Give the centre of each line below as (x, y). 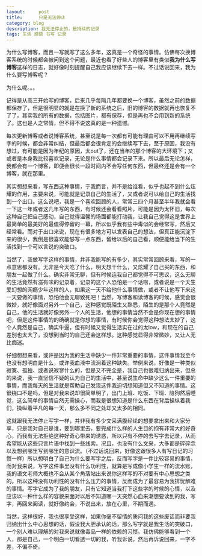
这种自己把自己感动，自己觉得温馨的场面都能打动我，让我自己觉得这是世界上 (101, 216)
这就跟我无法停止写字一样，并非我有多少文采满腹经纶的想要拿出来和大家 (96, 421)
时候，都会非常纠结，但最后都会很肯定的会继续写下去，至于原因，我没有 (106, 144)
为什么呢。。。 (22, 87)
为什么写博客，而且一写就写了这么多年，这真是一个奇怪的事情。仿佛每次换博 (101, 52)
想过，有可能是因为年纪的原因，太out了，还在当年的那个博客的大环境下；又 (100, 151)
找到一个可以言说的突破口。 (45, 247)
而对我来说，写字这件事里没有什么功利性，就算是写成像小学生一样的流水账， (101, 466)
